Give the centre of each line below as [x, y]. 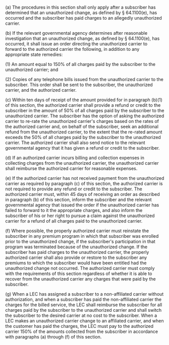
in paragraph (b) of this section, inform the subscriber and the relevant [79, 199]
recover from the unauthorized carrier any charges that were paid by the [80, 279]
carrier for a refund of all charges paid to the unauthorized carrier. [74, 221]
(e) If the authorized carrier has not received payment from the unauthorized [85, 178]
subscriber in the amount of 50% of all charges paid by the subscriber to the [85, 111]
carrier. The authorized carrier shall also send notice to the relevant [75, 143]
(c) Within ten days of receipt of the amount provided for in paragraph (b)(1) [84, 100]
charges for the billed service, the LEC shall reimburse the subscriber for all [84, 305]
